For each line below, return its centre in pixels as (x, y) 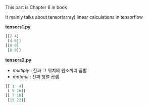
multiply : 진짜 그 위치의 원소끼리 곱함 (50, 70)
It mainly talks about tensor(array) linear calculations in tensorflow (74, 17)
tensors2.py (18, 60)
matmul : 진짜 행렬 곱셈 (36, 76)
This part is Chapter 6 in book (36, 7)
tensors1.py (18, 27)
